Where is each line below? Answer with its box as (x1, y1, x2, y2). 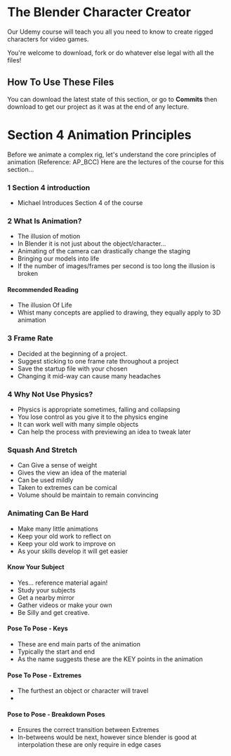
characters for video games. (7, 34, 89, 43)
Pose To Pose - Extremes (7, 671, 82, 679)
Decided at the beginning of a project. (17, 349, 128, 358)
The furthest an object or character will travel (17, 687, 149, 695)
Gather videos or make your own (17, 601, 112, 609)
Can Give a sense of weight (17, 461, 98, 470)
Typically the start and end (17, 647, 95, 656)
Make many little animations (17, 524, 98, 533)
